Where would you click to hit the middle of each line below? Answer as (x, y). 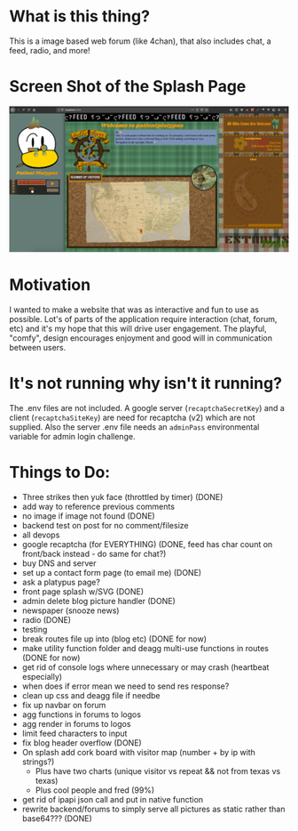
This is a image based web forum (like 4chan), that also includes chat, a (141, 41)
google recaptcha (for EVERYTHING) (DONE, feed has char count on (147, 545)
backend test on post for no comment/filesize (105, 526)
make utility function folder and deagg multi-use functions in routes (145, 649)
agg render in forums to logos (76, 724)
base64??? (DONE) (57, 819)
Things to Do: (60, 472)
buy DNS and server (59, 563)
